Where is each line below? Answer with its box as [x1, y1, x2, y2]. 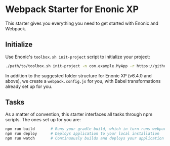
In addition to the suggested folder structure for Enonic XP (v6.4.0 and [5, 72, 152, 79]
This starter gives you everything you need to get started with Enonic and [5, 20, 158, 26]
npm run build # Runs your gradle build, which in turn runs [5, 126, 151, 132]
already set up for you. [5, 83, 53, 89]
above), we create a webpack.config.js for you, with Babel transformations [5, 78, 161, 84]
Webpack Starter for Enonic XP [5, 4, 139, 15]
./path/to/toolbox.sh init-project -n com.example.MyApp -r [5, 63, 135, 69]
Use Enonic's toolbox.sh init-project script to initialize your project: [5, 54, 150, 60]
